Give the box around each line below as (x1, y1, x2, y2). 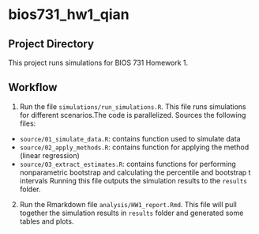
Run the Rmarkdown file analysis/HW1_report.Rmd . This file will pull (19, 199, 237, 209)
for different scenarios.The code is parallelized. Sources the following (19, 110, 246, 119)
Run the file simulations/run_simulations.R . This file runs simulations (19, 101, 246, 111)
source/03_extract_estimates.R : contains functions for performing (19, 159, 236, 168)
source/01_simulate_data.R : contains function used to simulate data (19, 134, 241, 143)
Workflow (8, 81, 58, 94)
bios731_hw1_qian (8, 6, 129, 24)
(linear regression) (19, 150, 81, 160)
